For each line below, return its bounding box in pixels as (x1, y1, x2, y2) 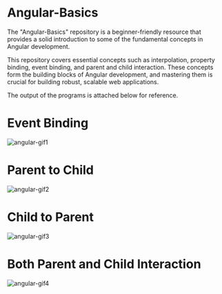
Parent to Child (7, 162, 94, 178)
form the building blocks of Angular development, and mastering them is (7, 70, 213, 79)
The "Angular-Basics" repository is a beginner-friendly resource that (7, 28, 201, 36)
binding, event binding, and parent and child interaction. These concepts (7, 63, 214, 71)
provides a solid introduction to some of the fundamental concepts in (7, 35, 203, 43)
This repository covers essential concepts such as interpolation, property (7, 55, 215, 63)
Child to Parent (7, 209, 94, 225)
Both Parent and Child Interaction (7, 256, 201, 272)
